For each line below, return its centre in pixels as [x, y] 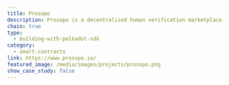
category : [21, 45]
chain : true [24, 26]
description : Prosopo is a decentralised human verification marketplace [115, 20]
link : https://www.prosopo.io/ [52, 58]
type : [15, 33]
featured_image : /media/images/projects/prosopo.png [84, 64]
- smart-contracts [40, 52]
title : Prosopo [29, 13]
